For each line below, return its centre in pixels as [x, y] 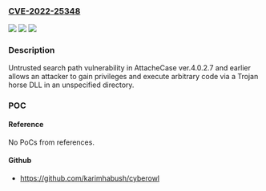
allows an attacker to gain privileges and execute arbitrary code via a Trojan [133, 76]
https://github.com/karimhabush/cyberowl [90, 178]
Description [32, 50]
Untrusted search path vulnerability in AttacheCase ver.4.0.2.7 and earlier [129, 68]
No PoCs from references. [51, 142]
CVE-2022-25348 [44, 11]
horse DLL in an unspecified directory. [71, 85]
